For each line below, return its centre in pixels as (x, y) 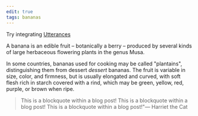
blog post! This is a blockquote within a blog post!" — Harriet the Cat (104, 106)
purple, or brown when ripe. (40, 89)
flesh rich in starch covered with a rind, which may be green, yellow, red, (95, 82)
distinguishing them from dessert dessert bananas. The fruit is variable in (96, 70)
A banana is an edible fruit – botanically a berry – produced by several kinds (99, 46)
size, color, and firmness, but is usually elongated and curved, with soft (93, 76)
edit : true (20, 12)
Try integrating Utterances (38, 34)
